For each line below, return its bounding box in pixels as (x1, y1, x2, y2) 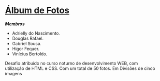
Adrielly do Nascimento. (12, 30, 60, 36)
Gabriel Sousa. (12, 40, 42, 46)
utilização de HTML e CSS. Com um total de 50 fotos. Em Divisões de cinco (5, 65, 156, 71)
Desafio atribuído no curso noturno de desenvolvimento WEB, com (5, 60, 138, 66)
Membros (5, 21, 25, 27)
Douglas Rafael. (12, 35, 44, 41)
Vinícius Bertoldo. (12, 51, 47, 57)
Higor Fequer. (12, 46, 40, 51)
